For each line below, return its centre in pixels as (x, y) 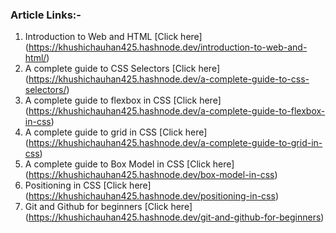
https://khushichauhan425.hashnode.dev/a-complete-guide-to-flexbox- (177, 111)
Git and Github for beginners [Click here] (108, 207)
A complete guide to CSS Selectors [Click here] (122, 69)
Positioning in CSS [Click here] (88, 185)
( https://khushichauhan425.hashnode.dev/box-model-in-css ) (151, 175)
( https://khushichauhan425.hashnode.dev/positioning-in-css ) (151, 196)
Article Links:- (46, 15)
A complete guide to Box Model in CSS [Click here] (129, 164)
